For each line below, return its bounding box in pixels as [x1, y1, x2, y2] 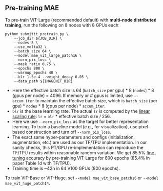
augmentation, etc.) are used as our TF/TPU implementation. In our [12, 139, 147, 145]
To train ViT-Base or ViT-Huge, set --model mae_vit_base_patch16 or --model [5, 175, 159, 181]
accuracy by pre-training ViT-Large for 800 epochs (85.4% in [26, 155, 150, 161]
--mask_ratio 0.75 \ [14, 61, 56, 67]
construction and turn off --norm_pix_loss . [26, 129, 111, 135]
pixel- [138, 123, 150, 129]
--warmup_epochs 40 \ [14, 70, 58, 75]
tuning [12, 155, 25, 161]
